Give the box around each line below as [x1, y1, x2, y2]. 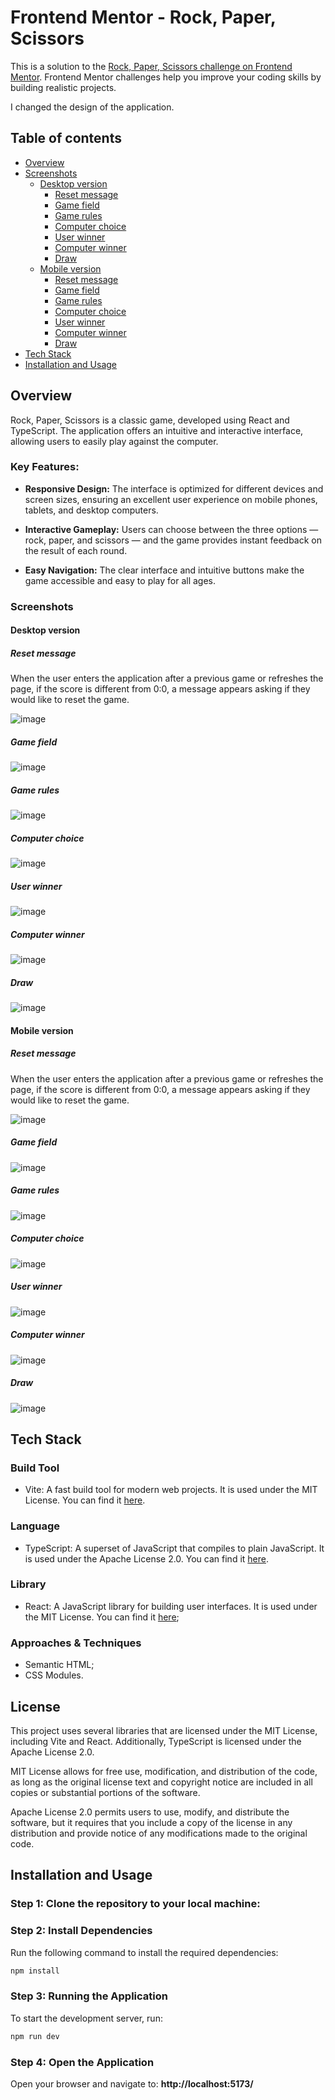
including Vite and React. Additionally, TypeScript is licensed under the [10, 1735, 302, 1747]
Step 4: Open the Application [10, 2055, 155, 2069]
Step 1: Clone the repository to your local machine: [10, 1897, 261, 1911]
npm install [10, 1966, 60, 1976]
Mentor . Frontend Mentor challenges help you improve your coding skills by [10, 71, 322, 83]
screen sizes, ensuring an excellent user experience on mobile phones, [24, 493, 318, 505]
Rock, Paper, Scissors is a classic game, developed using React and [10, 414, 290, 426]
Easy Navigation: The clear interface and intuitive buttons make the [24, 564, 305, 576]
